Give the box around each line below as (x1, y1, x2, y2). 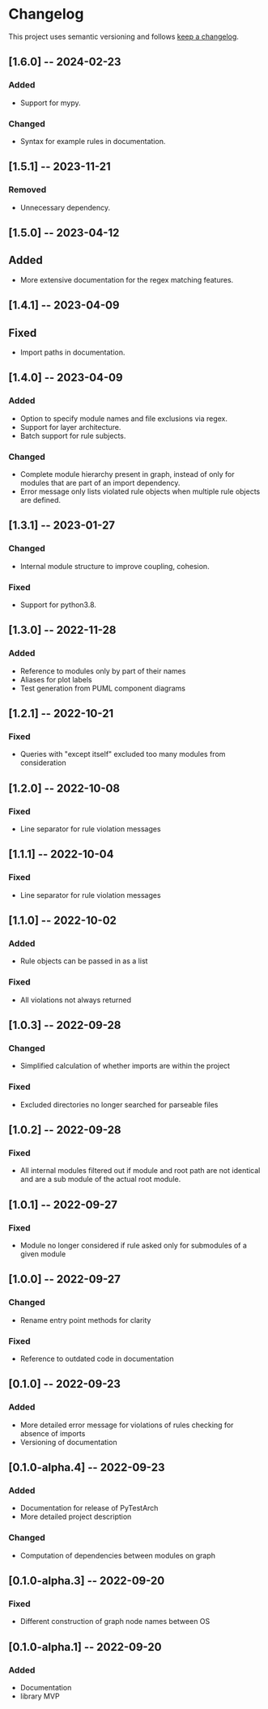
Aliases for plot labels (19, 674, 92, 684)
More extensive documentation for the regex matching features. (19, 274, 234, 284)
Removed (8, 184, 47, 195)
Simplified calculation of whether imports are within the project (19, 1061, 231, 1071)
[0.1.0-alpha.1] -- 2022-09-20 (8, 1640, 162, 1654)
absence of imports (19, 1428, 86, 1438)
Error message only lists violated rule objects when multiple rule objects (19, 487, 261, 496)
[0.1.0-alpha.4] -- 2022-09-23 (8, 1460, 165, 1474)
